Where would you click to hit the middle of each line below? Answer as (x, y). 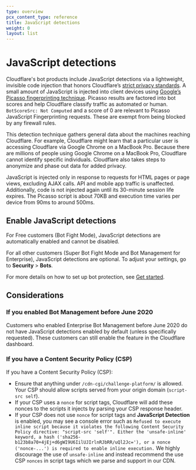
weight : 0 (18, 28)
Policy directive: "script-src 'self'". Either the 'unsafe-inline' (100, 432)
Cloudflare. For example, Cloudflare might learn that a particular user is (92, 141)
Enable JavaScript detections (61, 221)
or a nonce (157, 442)
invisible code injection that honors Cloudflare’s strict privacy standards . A (96, 86)
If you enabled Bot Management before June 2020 (80, 312)
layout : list (22, 34)
